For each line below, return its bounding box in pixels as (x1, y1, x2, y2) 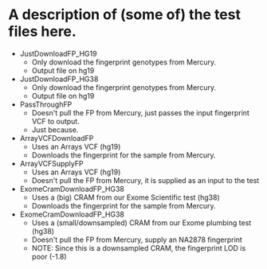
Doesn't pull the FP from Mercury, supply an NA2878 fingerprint (31, 235, 243, 244)
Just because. (31, 125, 79, 134)
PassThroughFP (19, 99, 73, 109)
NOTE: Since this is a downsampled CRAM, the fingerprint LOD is (31, 243, 246, 252)
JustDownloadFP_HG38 (19, 74, 99, 84)
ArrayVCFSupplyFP (19, 158, 84, 168)
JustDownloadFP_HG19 (19, 49, 97, 58)
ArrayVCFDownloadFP (19, 133, 94, 142)
